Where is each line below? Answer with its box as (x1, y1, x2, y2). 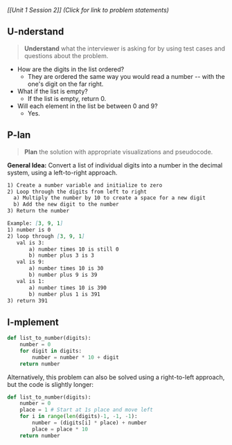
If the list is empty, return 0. (27, 94, 107, 102)
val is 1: (16, 278, 45, 284)
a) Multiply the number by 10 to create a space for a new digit (13, 194, 206, 201)
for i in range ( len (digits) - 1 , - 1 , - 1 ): (19, 413, 138, 420)
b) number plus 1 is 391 (28, 291, 100, 298)
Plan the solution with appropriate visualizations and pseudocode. (24, 147, 213, 156)
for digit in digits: (19, 347, 82, 354)
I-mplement (7, 316, 59, 328)
